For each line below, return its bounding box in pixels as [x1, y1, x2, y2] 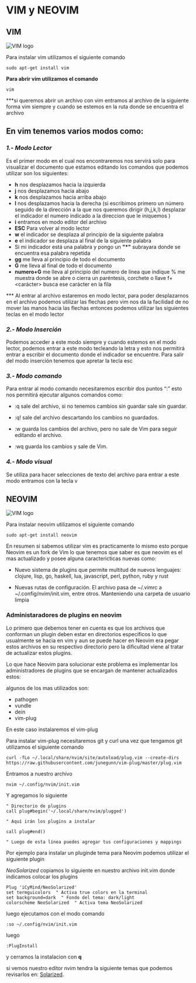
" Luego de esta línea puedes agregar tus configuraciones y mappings [6, 839, 182, 845]
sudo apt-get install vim [6, 65, 69, 71]
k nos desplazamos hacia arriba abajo [14, 193, 106, 200]
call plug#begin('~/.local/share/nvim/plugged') [6, 808, 127, 814]
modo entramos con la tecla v [6, 477, 78, 484]
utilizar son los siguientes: [6, 169, 69, 176]
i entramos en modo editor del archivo [14, 218, 107, 226]
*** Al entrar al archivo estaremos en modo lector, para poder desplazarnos [6, 292, 189, 299]
